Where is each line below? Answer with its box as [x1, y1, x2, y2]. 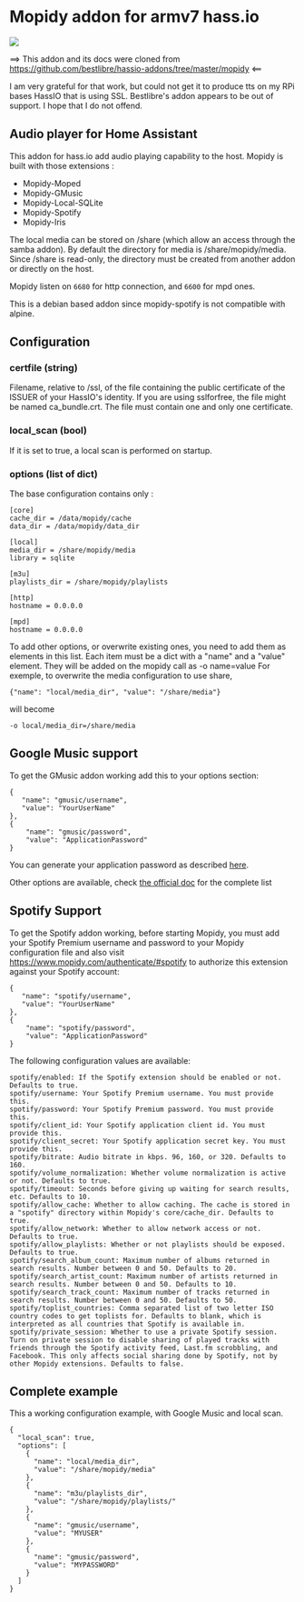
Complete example [9, 1384, 119, 1399]
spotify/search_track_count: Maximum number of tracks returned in [9, 1287, 270, 1297]
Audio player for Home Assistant [9, 126, 198, 142]
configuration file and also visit [9, 946, 125, 957]
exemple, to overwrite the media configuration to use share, [9, 670, 233, 681]
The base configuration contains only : [9, 488, 154, 499]
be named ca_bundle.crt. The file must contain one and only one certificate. [9, 402, 293, 413]
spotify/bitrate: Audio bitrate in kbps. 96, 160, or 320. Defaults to [9, 1152, 286, 1161]
